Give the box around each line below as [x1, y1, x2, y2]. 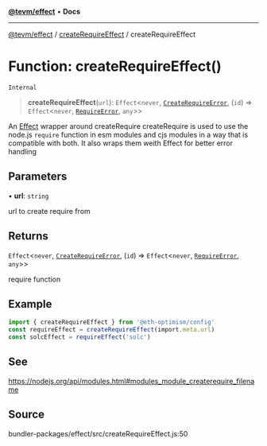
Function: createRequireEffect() [8, 57, 222, 76]
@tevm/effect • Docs [8, 7, 81, 16]
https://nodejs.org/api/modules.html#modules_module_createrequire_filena [8, 376, 255, 386]
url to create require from [8, 206, 91, 215]
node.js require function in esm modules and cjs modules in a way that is [8, 130, 249, 139]
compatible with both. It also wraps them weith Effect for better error [8, 138, 233, 148]
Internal [8, 83, 37, 91]
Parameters [8, 170, 68, 184]
